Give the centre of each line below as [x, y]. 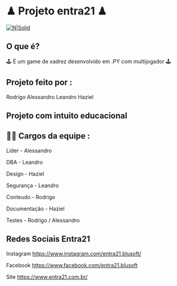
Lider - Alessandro [29, 150]
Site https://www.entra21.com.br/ [47, 276]
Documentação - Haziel [35, 209]
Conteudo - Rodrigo [31, 197]
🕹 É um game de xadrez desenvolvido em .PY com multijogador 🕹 [89, 61]
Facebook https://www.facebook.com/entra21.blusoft [72, 265]
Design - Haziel [25, 174]
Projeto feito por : [39, 82]
